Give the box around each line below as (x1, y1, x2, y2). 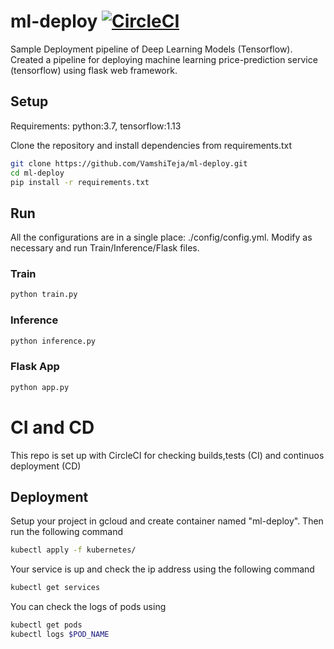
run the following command (10, 526, 124, 538)
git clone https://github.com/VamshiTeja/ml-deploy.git (10, 158, 248, 169)
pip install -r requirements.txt (10, 177, 150, 187)
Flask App (10, 360, 60, 374)
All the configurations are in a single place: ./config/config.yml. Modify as (10, 231, 313, 244)
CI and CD (10, 416, 95, 439)
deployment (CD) (10, 460, 82, 472)
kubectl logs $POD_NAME (10, 630, 110, 640)
